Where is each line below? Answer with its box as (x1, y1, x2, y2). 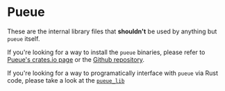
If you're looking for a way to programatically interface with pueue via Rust (7, 69, 219, 77)
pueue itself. (7, 34, 40, 42)
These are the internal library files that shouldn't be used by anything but (7, 27, 217, 35)
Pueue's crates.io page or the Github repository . (7, 55, 144, 63)
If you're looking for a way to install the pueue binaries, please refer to (7, 48, 206, 56)
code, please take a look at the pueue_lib (7, 76, 125, 84)
